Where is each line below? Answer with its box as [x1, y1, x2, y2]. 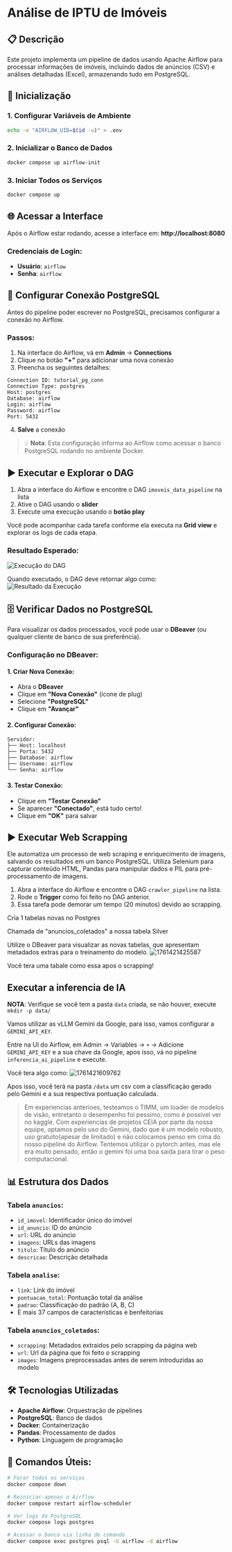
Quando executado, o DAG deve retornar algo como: [7, 575, 157, 583]
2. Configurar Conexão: [7, 721, 76, 729]
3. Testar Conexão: [7, 781, 64, 790]
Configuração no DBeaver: [7, 650, 99, 660]
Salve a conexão [17, 425, 66, 434]
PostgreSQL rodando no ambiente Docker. [24, 447, 145, 455]
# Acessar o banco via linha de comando [7, 1531, 126, 1539]
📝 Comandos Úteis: [7, 1456, 92, 1468]
